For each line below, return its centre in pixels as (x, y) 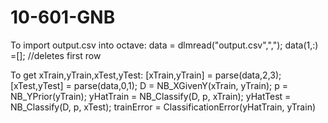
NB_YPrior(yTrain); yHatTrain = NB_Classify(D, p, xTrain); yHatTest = (151, 96)
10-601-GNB (63, 17)
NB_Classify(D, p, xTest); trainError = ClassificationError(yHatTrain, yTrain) (163, 107)
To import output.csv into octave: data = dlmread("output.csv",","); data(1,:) (164, 45)
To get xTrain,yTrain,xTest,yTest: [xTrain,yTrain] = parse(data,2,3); (146, 75)
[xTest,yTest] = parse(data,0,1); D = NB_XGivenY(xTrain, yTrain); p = (149, 85)
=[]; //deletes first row (56, 55)
